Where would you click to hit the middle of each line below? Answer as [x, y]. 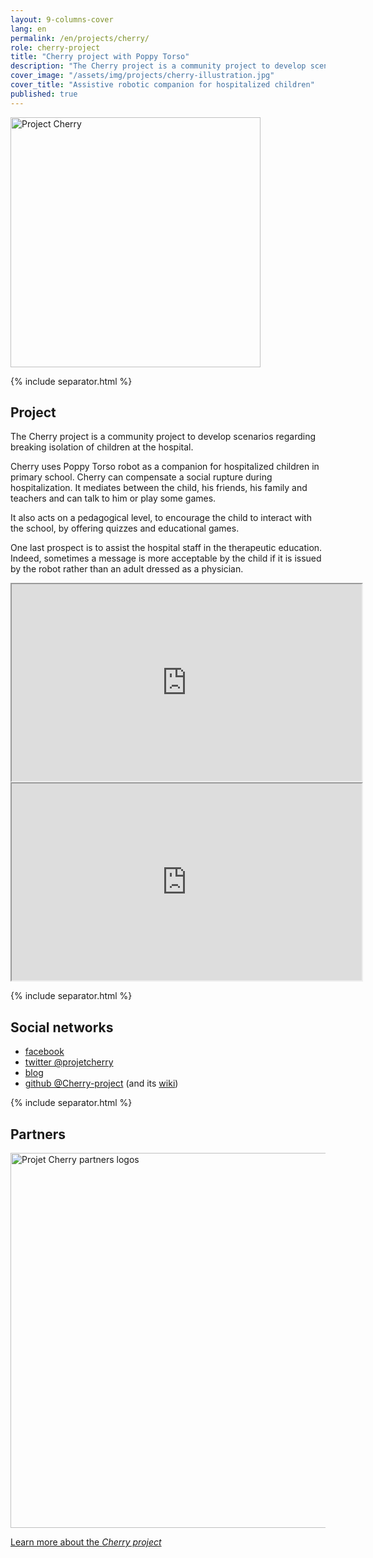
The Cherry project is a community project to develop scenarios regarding [163, 437]
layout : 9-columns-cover [62, 19]
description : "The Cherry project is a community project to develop [158, 66]
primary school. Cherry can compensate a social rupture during [141, 477]
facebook [44, 1052]
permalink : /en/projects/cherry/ [80, 38]
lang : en [28, 29]
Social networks [62, 1027]
